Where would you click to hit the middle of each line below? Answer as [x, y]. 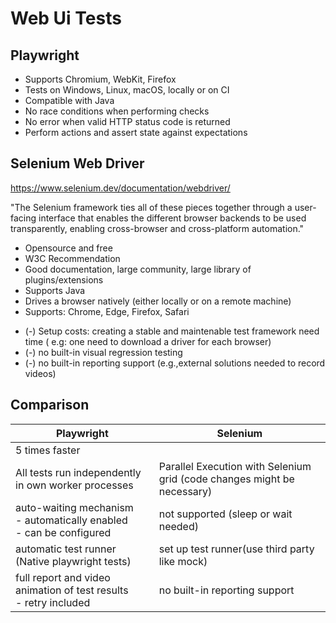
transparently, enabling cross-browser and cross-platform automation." [157, 228]
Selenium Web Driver [77, 163]
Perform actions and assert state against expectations [136, 132]
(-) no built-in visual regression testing [103, 352]
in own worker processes [74, 485]
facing [23, 218]
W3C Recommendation [72, 258]
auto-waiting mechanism [74, 507]
